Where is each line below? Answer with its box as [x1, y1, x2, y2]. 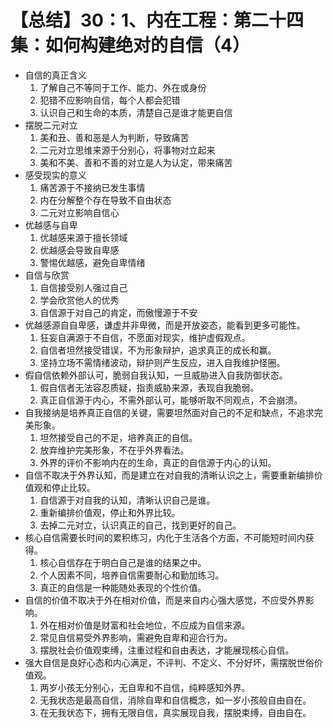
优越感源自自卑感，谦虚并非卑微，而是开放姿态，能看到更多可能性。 [24, 319, 306, 331]
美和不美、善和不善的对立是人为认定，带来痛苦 [39, 156, 233, 168]
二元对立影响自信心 [39, 206, 120, 218]
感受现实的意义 [24, 169, 87, 181]
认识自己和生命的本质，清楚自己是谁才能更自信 [39, 106, 233, 118]
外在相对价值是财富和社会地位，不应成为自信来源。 [39, 619, 251, 631]
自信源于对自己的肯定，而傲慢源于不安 [39, 306, 198, 318]
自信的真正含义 [24, 69, 87, 81]
